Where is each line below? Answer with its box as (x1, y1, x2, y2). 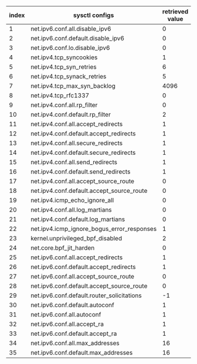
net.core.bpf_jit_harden (30, 244, 95, 251)
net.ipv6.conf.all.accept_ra (30, 320, 104, 328)
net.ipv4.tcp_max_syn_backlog (30, 82, 116, 90)
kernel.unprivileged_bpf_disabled (30, 234, 122, 242)
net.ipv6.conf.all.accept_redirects (30, 253, 123, 261)
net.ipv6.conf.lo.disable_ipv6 (30, 44, 110, 52)
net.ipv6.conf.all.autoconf (30, 311, 101, 318)
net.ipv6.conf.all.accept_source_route (30, 273, 135, 280)
